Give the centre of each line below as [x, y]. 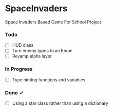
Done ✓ [14, 92]
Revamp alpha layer [32, 56]
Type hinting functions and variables [49, 80]
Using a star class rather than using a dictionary [60, 103]
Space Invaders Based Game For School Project [53, 22]
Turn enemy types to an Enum [42, 51]
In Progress [19, 69]
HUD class [23, 45]
